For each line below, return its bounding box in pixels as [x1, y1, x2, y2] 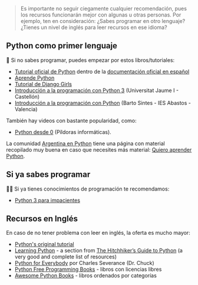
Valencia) [14, 106, 38, 113]
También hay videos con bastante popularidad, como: [6, 117, 137, 124]
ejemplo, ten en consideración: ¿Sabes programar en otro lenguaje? [20, 18, 186, 24]
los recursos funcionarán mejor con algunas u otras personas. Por [20, 11, 181, 18]
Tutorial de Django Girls [14, 80, 72, 87]
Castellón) [14, 93, 40, 100]
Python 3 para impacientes [14, 196, 81, 204]
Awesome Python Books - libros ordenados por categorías [14, 272, 157, 279]
